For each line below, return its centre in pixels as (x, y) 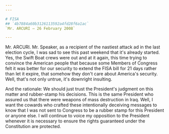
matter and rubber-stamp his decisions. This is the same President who (79, 94)
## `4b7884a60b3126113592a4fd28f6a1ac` (47, 24)
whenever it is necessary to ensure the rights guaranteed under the (75, 121)
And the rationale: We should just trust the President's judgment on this (79, 89)
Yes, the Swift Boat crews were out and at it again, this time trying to (76, 58)
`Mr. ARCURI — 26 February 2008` (40, 28)
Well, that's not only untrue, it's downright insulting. (59, 79)
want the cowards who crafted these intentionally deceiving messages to (81, 105)
